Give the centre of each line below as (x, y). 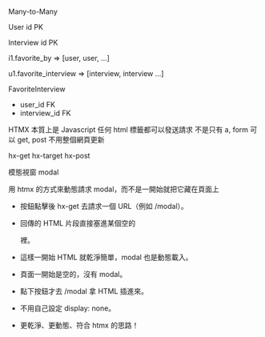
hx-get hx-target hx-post (49, 156)
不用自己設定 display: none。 (68, 308)
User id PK (26, 27)
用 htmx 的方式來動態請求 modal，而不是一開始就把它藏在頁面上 (114, 189)
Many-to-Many (33, 12)
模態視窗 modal (34, 172)
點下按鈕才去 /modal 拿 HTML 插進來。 (84, 291)
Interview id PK (33, 42)
